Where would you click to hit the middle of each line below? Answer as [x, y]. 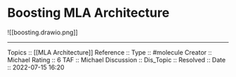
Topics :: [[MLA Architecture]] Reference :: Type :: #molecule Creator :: [110, 52]
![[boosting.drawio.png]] [43, 32]
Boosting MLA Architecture [88, 13]
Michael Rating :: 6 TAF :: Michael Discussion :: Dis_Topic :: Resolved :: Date [117, 59]
